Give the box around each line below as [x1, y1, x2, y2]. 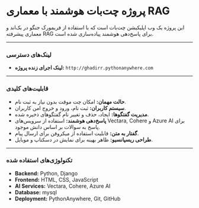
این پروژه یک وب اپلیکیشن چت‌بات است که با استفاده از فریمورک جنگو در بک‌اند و [6, 24, 185, 31]
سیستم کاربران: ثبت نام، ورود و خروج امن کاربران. [14, 104, 126, 111]
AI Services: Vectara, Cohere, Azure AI [14, 182, 111, 190]
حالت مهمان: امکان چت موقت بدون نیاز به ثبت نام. [14, 98, 126, 105]
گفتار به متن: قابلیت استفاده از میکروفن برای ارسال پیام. [14, 130, 139, 137]
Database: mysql [14, 188, 57, 196]
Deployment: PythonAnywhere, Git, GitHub [14, 195, 121, 202]
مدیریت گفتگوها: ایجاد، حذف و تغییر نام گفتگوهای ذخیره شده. [14, 111, 149, 118]
